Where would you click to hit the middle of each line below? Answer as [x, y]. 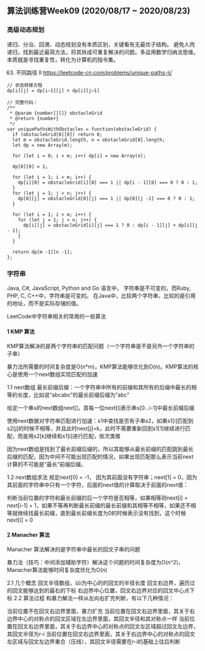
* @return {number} [34, 118]
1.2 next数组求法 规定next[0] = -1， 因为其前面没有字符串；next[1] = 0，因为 [102, 477]
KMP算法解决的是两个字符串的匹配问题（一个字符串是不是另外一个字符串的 [101, 346]
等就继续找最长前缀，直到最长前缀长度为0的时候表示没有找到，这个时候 [96, 513]
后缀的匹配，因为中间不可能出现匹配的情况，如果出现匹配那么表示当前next [100, 457]
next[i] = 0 [20, 520]
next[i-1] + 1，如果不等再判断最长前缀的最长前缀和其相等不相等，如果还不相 [102, 506]
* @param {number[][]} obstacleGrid [56, 113]
